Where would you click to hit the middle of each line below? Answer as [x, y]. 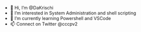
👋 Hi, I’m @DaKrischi [32, 8]
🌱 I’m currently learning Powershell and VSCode [60, 18]
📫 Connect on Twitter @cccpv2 [44, 24]
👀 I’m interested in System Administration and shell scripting [73, 13]
